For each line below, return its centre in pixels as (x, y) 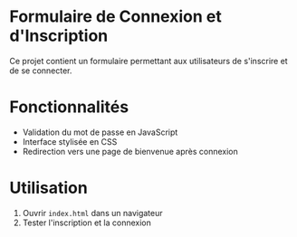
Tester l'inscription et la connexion (87, 223)
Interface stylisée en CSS (70, 141)
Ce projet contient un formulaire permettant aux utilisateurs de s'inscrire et (148, 61)
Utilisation (48, 188)
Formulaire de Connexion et (115, 17)
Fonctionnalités (69, 107)
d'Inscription (59, 36)
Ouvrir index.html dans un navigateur (92, 213)
